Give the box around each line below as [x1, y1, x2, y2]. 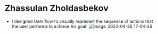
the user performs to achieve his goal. [11, 23, 88, 29]
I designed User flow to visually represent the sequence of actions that [11, 18, 153, 24]
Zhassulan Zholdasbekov [4, 3, 109, 14]
